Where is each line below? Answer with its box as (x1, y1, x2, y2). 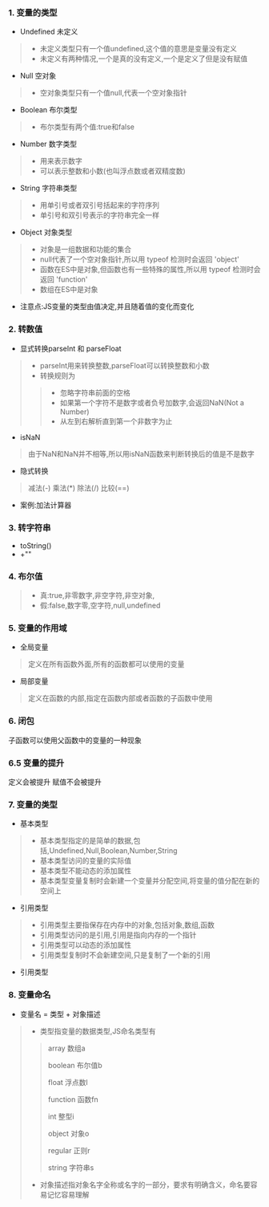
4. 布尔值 (8, 571, 43, 582)
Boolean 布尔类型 (19, 105, 78, 115)
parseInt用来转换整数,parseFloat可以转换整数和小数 (39, 360, 210, 370)
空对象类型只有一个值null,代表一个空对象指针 (39, 88, 187, 98)
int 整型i (47, 1111, 74, 1121)
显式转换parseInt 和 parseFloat (19, 343, 122, 353)
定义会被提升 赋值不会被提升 (8, 777, 102, 787)
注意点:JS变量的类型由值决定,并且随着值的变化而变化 (19, 302, 195, 311)
